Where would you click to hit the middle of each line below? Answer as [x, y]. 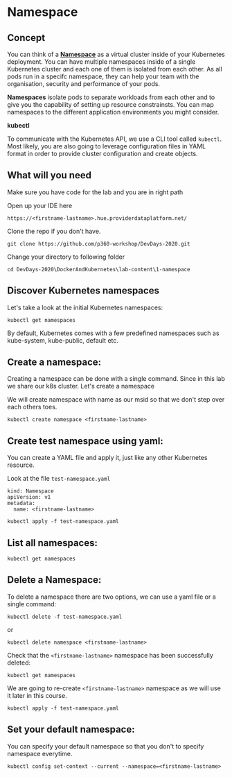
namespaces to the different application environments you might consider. [113, 112]
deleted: [19, 663]
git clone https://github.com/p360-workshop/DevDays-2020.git [99, 244]
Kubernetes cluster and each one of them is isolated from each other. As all [115, 69]
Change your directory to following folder [66, 257]
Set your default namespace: [71, 729]
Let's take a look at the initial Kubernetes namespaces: [85, 307]
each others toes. [32, 407]
